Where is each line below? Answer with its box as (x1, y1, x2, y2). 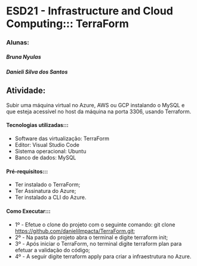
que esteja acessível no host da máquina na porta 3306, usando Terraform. (6, 108, 192, 115)
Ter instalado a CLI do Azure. (14, 194, 87, 201)
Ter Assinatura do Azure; (14, 188, 76, 195)
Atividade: (6, 86, 46, 96)
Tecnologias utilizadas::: (6, 122, 69, 129)
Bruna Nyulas (6, 53, 41, 61)
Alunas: (6, 38, 30, 47)
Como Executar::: (6, 207, 51, 214)
